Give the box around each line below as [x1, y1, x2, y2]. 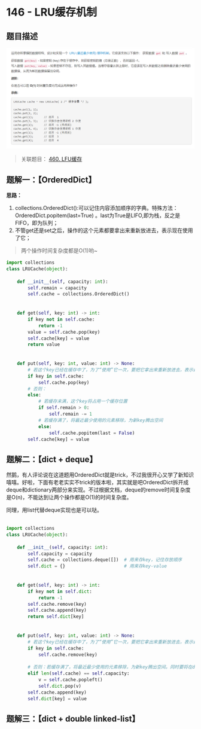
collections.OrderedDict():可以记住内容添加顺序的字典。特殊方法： [14, 205, 178, 212]
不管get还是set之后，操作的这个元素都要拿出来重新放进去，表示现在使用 [14, 227, 193, 234]
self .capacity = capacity [28, 551, 93, 557]
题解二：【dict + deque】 [6, 454, 98, 464]
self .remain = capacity [28, 285, 87, 291]
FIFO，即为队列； [14, 219, 59, 227]
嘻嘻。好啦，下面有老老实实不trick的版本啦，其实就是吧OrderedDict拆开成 [6, 479, 189, 486]
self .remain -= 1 [48, 411, 93, 417]
